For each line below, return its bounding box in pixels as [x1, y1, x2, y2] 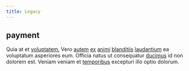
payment [6, 31, 40, 40]
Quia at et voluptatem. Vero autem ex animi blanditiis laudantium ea [6, 46, 170, 53]
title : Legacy [6, 8, 41, 15]
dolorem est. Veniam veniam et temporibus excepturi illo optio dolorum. [6, 58, 180, 65]
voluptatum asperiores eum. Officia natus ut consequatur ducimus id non [6, 52, 184, 59]
